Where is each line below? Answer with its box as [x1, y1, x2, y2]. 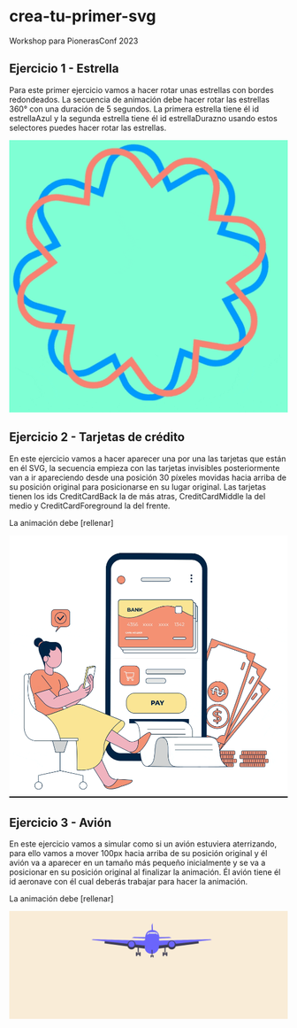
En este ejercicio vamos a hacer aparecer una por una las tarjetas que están [9, 453, 286, 464]
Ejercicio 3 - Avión [9, 815, 112, 830]
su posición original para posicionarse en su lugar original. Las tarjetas [9, 481, 267, 492]
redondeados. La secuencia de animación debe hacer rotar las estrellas [9, 94, 270, 104]
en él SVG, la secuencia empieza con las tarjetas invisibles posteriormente [9, 462, 280, 473]
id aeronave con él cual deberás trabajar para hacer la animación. [9, 877, 248, 887]
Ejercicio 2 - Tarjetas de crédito [9, 429, 186, 444]
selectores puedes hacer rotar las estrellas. [9, 122, 167, 133]
